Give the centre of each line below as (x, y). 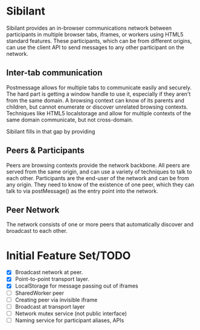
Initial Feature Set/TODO (69, 255)
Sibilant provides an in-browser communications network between (89, 28)
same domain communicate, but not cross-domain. (70, 120)
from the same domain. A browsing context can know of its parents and (95, 100)
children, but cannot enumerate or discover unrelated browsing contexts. (97, 107)
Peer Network (33, 210)
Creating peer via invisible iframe (56, 300)
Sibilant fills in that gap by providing (51, 131)
